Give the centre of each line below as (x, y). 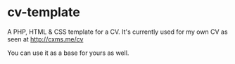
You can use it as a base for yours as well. (68, 53)
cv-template (44, 12)
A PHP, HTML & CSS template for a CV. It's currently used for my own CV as (118, 32)
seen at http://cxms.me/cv (45, 39)
